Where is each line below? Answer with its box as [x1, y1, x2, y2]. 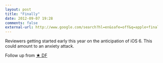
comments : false [5, 20, 38, 25]
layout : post [5, 7, 32, 12]
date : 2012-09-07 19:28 [5, 16, 53, 21]
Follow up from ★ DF [5, 52, 48, 58]
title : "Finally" [5, 12, 40, 16]
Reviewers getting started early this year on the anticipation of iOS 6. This [5, 38, 152, 44]
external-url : [5, 25, 34, 30]
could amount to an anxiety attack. [5, 43, 74, 49]
